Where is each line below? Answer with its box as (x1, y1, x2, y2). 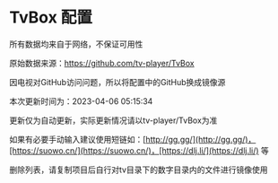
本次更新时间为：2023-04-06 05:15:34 (9, 95, 153, 107)
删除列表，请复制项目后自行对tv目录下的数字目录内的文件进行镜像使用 (9, 164, 268, 175)
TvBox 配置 (9, 7, 92, 28)
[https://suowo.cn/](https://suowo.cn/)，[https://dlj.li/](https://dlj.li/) (9, 144, 259, 156)
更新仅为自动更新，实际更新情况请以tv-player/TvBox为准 (9, 115, 218, 126)
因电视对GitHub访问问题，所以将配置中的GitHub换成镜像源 (9, 76, 226, 87)
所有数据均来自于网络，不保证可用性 (9, 39, 143, 49)
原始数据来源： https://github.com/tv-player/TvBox (9, 57, 195, 68)
